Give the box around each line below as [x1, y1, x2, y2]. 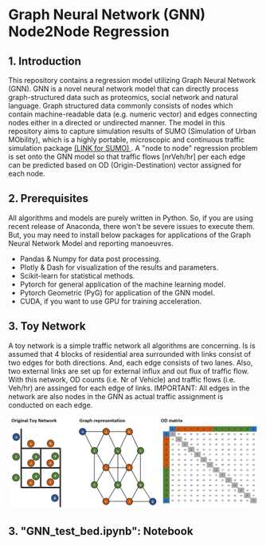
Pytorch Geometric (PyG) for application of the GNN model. [19, 287, 215, 297]
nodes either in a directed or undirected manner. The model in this [8, 118, 225, 127]
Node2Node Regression [8, 22, 170, 41]
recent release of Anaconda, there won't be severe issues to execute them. [8, 221, 255, 231]
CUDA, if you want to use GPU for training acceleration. [19, 296, 202, 306]
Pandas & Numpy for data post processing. [19, 254, 162, 263]
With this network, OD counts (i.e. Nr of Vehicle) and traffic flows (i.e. [8, 374, 236, 384]
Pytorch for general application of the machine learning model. [19, 279, 226, 289]
